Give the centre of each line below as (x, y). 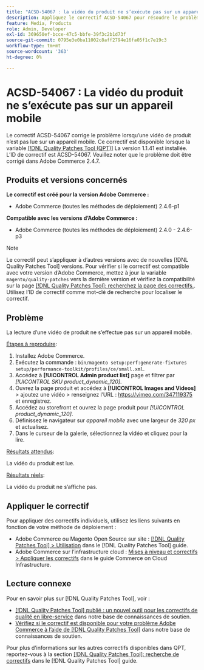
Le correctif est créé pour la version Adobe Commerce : (78, 194)
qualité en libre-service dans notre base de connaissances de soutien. (103, 617)
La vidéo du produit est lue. (40, 463)
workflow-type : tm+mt (34, 46)
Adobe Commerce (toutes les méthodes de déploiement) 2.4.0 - (95, 230)
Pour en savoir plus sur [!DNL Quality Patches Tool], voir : (78, 598)
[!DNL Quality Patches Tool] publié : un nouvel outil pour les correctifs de (106, 610)
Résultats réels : (25, 475)
